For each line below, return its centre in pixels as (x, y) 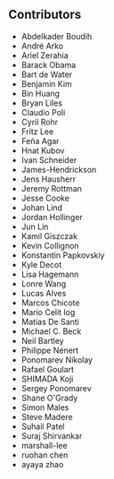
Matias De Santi (50, 321)
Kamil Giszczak (49, 235)
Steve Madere (47, 416)
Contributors (45, 15)
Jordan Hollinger (52, 217)
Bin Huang (40, 93)
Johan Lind (42, 207)
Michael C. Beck (51, 331)
